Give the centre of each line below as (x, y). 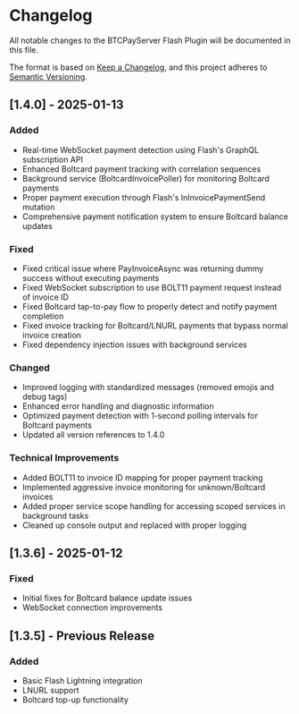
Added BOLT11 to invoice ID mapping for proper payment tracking (142, 477)
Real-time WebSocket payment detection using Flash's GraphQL (141, 149)
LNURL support (50, 690)
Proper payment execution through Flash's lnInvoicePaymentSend (144, 197)
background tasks (55, 515)
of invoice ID (46, 297)
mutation (38, 207)
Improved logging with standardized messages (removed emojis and (148, 387)
